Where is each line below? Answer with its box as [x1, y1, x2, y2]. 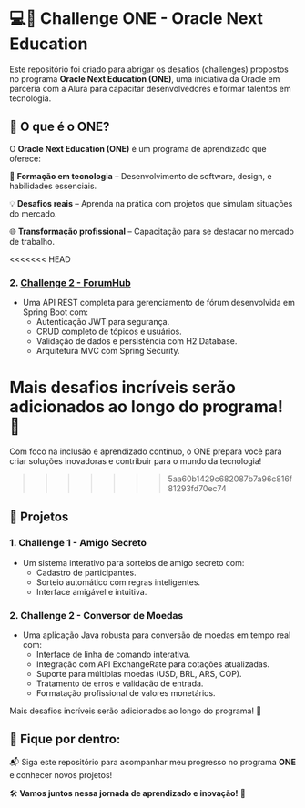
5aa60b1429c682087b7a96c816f [168, 473, 293, 484]
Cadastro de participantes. [36, 567, 137, 578]
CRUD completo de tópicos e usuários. [36, 326, 182, 338]
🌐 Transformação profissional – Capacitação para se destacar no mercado [9, 226, 294, 237]
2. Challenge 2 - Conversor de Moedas [9, 609, 184, 621]
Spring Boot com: [22, 307, 89, 318]
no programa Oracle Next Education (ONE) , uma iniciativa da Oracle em [9, 73, 280, 84]
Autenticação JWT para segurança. [36, 317, 170, 328]
